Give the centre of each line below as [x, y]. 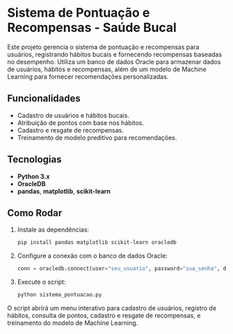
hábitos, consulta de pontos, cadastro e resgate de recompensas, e [104, 316]
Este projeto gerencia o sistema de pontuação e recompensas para [103, 47]
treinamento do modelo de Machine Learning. [73, 323]
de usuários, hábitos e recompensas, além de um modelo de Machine [107, 69]
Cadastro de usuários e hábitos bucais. [73, 115]
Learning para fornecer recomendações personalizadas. [88, 76]
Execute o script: [41, 282]
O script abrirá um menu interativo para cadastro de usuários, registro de [112, 308]
